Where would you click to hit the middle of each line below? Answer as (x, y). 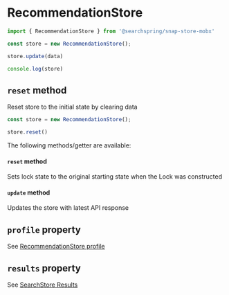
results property (44, 268)
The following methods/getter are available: (69, 145)
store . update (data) (35, 56)
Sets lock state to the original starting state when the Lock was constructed (115, 177)
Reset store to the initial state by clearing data (72, 107)
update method (29, 193)
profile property (44, 230)
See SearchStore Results (43, 285)
